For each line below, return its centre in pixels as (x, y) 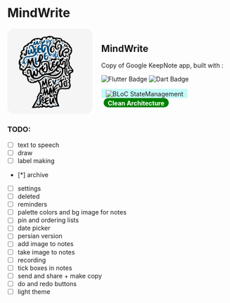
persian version (40, 236)
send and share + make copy (59, 276)
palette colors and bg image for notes (72, 212)
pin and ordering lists (48, 220)
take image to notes (46, 252)
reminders (32, 205)
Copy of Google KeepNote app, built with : (162, 65)
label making (36, 160)
